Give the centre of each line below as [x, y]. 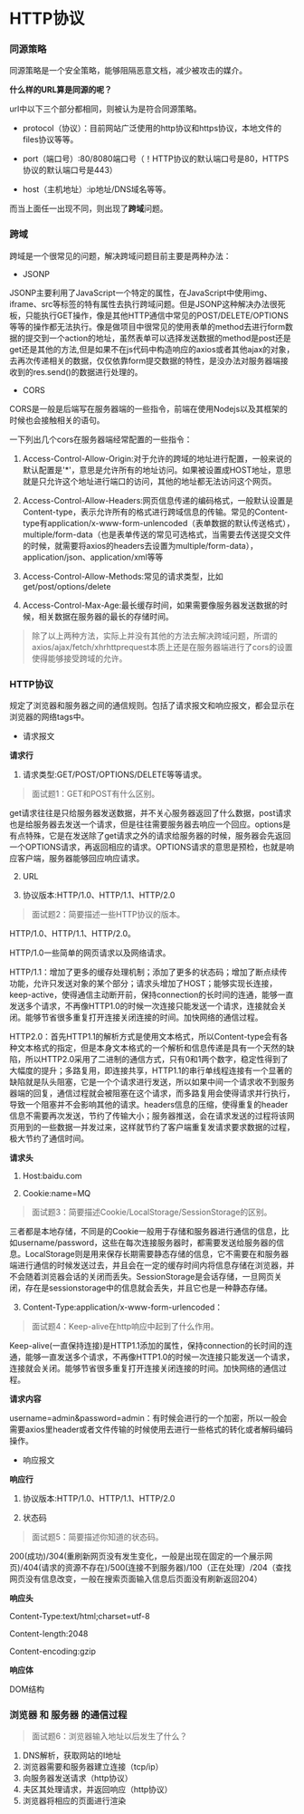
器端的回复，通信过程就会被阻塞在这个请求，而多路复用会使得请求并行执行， [152, 1093]
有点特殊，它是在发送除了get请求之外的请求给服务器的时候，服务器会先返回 [150, 836]
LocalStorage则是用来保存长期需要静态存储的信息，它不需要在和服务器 [157, 1254]
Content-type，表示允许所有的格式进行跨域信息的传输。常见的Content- [155, 512]
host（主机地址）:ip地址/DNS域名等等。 [97, 189]
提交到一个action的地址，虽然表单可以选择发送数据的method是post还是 [158, 338]
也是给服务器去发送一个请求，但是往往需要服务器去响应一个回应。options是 [150, 824]
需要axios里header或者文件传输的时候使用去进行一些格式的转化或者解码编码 [152, 1430]
